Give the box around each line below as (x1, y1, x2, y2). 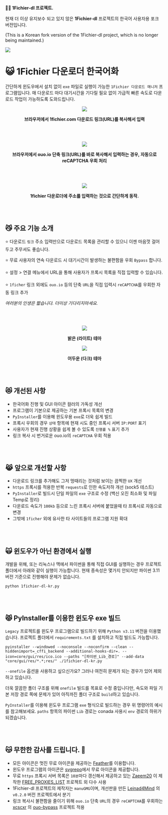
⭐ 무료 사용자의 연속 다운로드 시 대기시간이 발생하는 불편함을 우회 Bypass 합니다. (5, 257, 162, 263)
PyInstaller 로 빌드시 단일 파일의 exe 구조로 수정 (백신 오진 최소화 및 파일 (12, 491, 157, 497)
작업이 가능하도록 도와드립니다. (14, 96, 75, 102)
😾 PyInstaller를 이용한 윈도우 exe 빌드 (5, 614, 121, 622)
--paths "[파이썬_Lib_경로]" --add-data (63, 654, 144, 659)
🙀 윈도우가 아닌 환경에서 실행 (5, 547, 92, 555)
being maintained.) (5, 37, 44, 43)
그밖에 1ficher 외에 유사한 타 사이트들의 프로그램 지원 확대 (12, 516, 128, 522)
